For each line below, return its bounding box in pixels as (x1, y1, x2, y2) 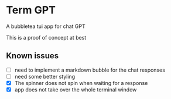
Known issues (6, 51, 59, 61)
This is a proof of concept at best (6, 34, 87, 41)
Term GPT (6, 3, 56, 17)
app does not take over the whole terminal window (14, 86, 137, 93)
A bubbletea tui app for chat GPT (6, 23, 86, 30)
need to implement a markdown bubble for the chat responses (14, 66, 166, 73)
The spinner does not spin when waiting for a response (14, 79, 148, 86)
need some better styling (14, 73, 75, 80)
